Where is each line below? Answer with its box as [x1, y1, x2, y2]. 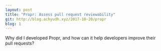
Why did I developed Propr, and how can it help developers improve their [5, 35, 156, 41]
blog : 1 [5, 21, 22, 26]
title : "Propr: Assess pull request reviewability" [5, 12, 115, 17]
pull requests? [5, 40, 35, 46]
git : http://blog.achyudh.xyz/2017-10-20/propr [5, 16, 107, 21]
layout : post [5, 7, 33, 12]
